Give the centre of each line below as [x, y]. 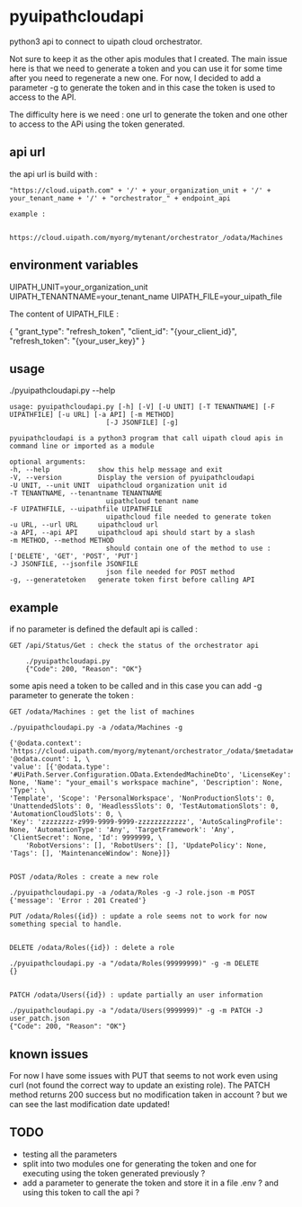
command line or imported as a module [82, 447]
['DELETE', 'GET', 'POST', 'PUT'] [74, 556]
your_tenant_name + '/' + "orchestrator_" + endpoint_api [120, 198]
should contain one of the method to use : [188, 549]
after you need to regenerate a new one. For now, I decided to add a [135, 77]
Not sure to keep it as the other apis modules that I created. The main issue [148, 58]
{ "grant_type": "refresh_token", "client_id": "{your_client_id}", [123, 331]
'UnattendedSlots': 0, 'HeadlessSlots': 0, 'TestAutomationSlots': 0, [144, 806]
